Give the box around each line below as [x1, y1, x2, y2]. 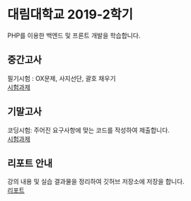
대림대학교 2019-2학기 [7, 6, 133, 23]
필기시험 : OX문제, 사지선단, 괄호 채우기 [7, 74, 116, 82]
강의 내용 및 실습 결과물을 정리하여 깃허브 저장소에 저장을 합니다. [7, 178, 185, 186]
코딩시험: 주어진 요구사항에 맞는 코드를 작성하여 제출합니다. [7, 125, 170, 134]
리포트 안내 [7, 157, 53, 169]
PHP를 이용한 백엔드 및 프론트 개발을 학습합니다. [7, 31, 141, 40]
